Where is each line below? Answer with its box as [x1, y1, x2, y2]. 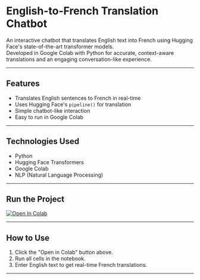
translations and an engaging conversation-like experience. [6, 56, 152, 63]
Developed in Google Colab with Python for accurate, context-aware [6, 49, 174, 56]
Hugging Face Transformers [14, 158, 85, 165]
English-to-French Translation [6, 4, 159, 18]
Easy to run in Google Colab [14, 113, 84, 121]
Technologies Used [6, 136, 79, 147]
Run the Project [6, 194, 64, 204]
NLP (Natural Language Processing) [14, 171, 104, 179]
